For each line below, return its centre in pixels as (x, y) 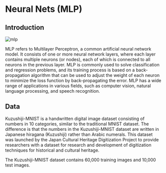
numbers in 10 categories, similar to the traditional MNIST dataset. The (77, 124)
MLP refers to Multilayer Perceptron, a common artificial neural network (78, 49)
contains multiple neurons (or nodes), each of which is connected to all (78, 59)
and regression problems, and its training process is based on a (70, 70)
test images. (18, 165)
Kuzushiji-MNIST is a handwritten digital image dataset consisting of (75, 118)
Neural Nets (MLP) (44, 9)
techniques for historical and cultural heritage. (52, 150)
